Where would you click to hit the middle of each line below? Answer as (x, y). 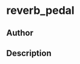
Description (29, 53)
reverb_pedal (40, 11)
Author (20, 33)
